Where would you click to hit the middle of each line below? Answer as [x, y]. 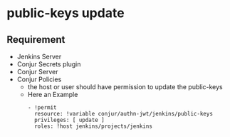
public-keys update [66, 13]
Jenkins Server [39, 56]
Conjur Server [37, 72]
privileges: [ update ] [69, 120]
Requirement [36, 40]
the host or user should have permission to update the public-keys [125, 87]
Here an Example [53, 95]
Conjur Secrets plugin [49, 64]
